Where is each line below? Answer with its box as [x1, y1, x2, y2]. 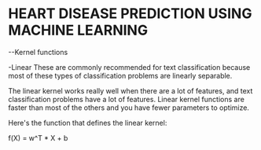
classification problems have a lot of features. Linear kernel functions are [8, 94, 245, 104]
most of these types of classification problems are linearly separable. [8, 71, 233, 80]
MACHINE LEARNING [8, 21, 148, 39]
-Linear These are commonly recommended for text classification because [8, 62, 251, 71]
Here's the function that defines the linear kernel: [8, 118, 167, 127]
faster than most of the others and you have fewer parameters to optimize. [8, 103, 250, 112]
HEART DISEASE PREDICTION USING [8, 5, 252, 23]
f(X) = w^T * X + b [8, 133, 68, 142]
